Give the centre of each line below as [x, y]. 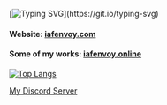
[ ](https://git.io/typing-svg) [84, 14]
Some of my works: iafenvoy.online [76, 54]
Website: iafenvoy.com [53, 34]
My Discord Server [43, 90]
